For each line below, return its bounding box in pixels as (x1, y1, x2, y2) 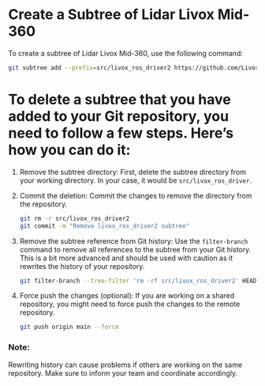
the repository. (19, 199, 68, 209)
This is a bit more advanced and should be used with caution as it (19, 253, 233, 263)
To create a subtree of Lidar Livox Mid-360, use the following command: (8, 48, 243, 58)
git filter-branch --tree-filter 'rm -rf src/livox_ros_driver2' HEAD (19, 277, 257, 285)
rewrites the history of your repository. (19, 261, 145, 271)
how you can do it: (8, 141, 131, 159)
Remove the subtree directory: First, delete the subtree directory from (19, 167, 247, 176)
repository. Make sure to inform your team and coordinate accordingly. (8, 368, 238, 377)
